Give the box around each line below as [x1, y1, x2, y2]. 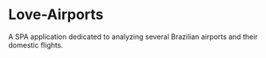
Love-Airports [8, 6, 104, 24]
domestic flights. [8, 40, 64, 49]
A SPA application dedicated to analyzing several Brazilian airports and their [8, 32, 258, 41]
